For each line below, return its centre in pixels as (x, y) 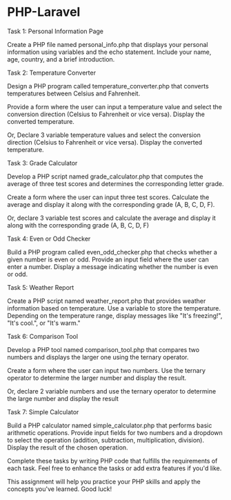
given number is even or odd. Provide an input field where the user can (108, 259)
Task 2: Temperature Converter (52, 73)
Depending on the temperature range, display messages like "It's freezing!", (115, 315)
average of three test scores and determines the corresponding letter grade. (115, 183)
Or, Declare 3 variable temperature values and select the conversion (104, 135)
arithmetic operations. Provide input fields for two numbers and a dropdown (115, 432)
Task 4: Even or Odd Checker (49, 239)
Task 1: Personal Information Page (56, 31)
